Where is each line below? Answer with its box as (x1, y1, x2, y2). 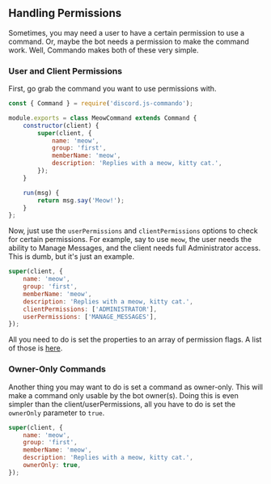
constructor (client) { (23, 121, 100, 129)
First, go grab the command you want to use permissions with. (8, 84, 217, 94)
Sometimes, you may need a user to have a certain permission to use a (8, 28, 245, 37)
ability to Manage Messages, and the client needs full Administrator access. (8, 243, 261, 253)
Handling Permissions (8, 6, 122, 20)
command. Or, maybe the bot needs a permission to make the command (8, 36, 249, 46)
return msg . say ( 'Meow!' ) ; (37, 196, 125, 205)
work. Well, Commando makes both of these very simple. (8, 45, 199, 55)
